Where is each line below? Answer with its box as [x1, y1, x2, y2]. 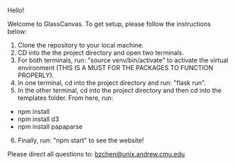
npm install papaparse [17, 123, 83, 130]
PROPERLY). [17, 71, 55, 79]
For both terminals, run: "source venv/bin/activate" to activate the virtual [17, 56, 229, 64]
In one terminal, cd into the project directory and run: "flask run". [17, 79, 207, 87]
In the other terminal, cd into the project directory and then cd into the [17, 86, 222, 94]
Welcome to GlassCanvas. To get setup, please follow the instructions [7, 20, 211, 28]
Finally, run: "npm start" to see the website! [17, 136, 144, 144]
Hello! [7, 6, 25, 14]
